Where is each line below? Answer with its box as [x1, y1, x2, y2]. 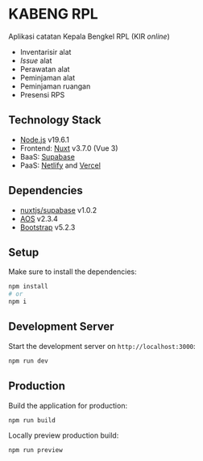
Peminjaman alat [19, 73, 76, 82]
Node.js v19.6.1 [19, 135, 70, 144]
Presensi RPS [19, 89, 65, 99]
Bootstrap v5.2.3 [19, 222, 76, 232]
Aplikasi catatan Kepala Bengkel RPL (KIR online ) [8, 31, 171, 41]
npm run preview [8, 446, 63, 455]
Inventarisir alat [19, 47, 72, 56]
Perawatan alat [19, 64, 70, 73]
